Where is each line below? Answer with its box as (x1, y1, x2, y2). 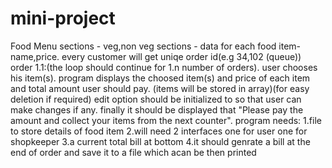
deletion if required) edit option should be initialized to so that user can (10, 93, 302, 105)
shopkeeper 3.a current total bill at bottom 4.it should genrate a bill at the (10, 135, 311, 147)
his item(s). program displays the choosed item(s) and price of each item (10, 72, 311, 84)
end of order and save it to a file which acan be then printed (10, 146, 257, 158)
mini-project (10, 7, 116, 30)
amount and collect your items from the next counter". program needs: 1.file (10, 114, 322, 126)
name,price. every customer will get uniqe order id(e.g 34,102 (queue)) (10, 50, 302, 62)
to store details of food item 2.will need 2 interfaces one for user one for (10, 125, 308, 137)
